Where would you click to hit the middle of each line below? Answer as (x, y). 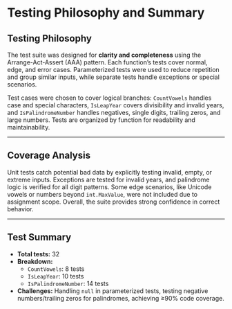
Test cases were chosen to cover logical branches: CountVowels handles (109, 98)
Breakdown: (35, 261)
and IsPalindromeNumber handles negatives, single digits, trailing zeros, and (114, 113)
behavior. (20, 209)
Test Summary (39, 237)
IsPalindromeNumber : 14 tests (68, 283)
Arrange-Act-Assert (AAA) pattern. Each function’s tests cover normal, (107, 62)
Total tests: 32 (38, 254)
